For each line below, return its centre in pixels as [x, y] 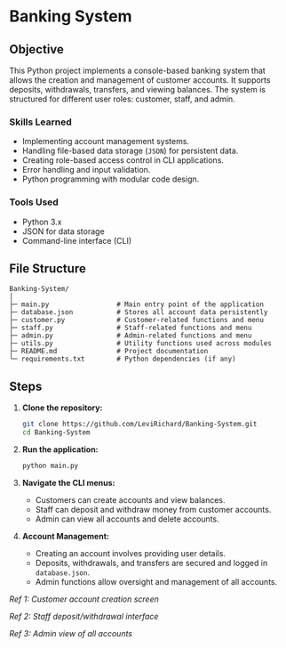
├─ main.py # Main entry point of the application [137, 304]
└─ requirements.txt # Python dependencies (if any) [123, 359]
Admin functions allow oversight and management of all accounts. [156, 581]
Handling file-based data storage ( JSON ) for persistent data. [130, 151]
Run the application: [60, 449]
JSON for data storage [63, 231]
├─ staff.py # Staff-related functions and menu [131, 328]
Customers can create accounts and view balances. [130, 499]
